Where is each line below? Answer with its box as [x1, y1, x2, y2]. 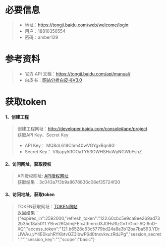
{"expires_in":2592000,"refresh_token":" [17, 215, 101, 221]
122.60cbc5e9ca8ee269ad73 [100, 215, 160, 221]
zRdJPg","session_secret [110, 231, 161, 237]
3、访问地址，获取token [5, 191, 55, 197]
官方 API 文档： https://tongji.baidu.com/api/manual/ [24, 70, 131, 77]
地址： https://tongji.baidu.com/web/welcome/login [24, 22, 129, 28]
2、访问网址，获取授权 [5, 161, 52, 167]
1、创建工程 [5, 114, 29, 120]
